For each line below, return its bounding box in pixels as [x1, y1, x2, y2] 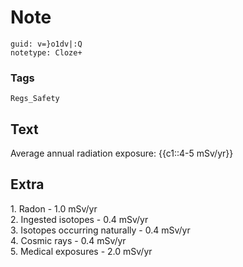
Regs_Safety [10, 94, 60, 104]
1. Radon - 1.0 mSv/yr [10, 202, 98, 215]
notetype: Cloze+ [10, 47, 83, 58]
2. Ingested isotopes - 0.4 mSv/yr [10, 213, 149, 225]
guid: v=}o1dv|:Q [10, 39, 83, 49]
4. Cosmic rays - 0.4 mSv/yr [10, 234, 127, 246]
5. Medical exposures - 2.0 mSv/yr [10, 245, 153, 257]
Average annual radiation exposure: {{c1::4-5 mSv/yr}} [10, 147, 234, 160]
